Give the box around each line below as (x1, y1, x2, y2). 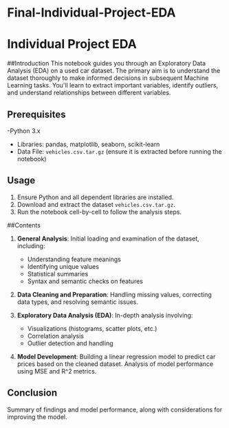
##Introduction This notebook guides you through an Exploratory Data (7, 59, 206, 68)
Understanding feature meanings (27, 255, 122, 263)
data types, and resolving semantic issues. (17, 298, 139, 306)
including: (17, 241, 45, 249)
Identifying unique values (27, 262, 100, 270)
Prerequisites (7, 108, 66, 120)
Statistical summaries (27, 269, 89, 278)
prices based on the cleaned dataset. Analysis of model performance (17, 360, 214, 368)
